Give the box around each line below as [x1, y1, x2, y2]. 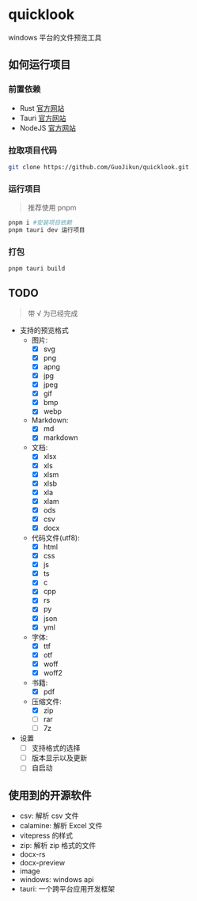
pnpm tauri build [8, 265, 66, 273]
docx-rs [19, 850, 46, 859]
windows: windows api [19, 875, 94, 884]
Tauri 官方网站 [19, 113, 66, 123]
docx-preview [19, 858, 66, 868]
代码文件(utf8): [31, 533, 81, 543]
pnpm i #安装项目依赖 [8, 219, 73, 227]
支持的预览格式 [19, 325, 69, 335]
